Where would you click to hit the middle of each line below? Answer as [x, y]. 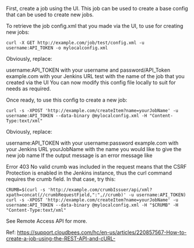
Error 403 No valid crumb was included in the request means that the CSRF [96, 167]
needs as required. [29, 89]
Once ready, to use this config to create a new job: [67, 100]
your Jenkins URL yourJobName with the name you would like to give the [94, 149]
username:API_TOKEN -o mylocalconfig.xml [57, 48]
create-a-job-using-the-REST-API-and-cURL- [61, 238]
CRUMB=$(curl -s [26, 190]
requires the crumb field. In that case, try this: [61, 179]
